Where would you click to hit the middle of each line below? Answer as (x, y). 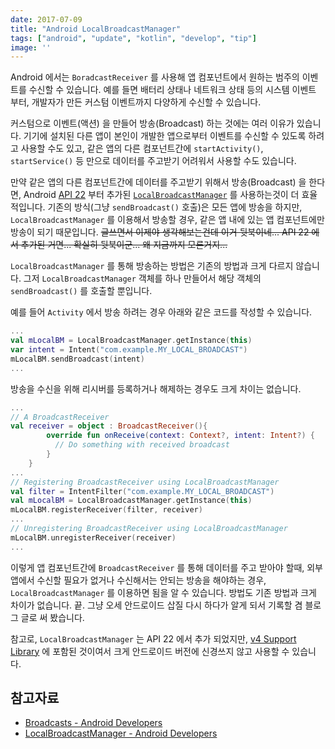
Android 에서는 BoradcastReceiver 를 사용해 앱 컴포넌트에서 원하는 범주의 (155, 77)
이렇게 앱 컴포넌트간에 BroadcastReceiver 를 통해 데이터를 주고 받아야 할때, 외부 (167, 567)
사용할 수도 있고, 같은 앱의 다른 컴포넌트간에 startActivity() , (142, 148)
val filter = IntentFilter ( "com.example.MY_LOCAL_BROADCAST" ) (142, 491)
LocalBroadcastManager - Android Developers (121, 733)
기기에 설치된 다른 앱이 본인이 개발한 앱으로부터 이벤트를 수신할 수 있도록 (165, 136)
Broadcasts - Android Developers (93, 723)
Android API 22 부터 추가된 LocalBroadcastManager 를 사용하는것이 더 (161, 195)
